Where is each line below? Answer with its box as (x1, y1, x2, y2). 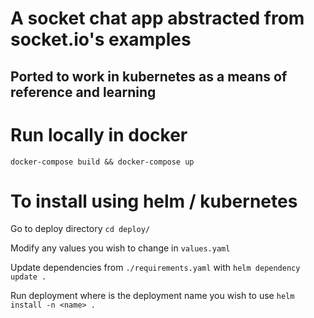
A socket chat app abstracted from (10, 7, 305, 30)
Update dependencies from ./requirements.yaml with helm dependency (10, 262, 301, 274)
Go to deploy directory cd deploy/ (10, 223, 151, 235)
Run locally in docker (10, 123, 188, 146)
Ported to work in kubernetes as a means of (10, 68, 288, 85)
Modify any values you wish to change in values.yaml (10, 242, 231, 254)
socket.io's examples (10, 28, 192, 51)
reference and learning (10, 83, 157, 101)
